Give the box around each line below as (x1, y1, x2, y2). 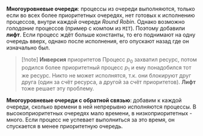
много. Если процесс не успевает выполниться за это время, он (6, 116, 175, 123)
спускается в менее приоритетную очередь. (6, 122, 123, 130)
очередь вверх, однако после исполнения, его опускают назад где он (6, 38, 189, 45)
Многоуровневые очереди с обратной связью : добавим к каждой (6, 96, 182, 104)
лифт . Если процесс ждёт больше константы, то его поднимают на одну (6, 31, 196, 38)
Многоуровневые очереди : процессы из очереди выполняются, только (6, 5, 195, 12)
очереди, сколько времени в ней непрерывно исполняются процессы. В (6, 103, 197, 110)
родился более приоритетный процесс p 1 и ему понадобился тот (21, 63, 192, 73)
